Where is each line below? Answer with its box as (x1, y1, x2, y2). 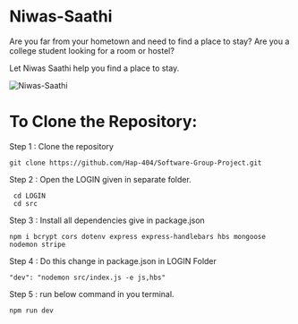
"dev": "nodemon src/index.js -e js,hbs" (9, 273, 166, 282)
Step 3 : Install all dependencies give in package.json (9, 215, 206, 226)
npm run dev (9, 306, 54, 315)
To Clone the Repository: (9, 112, 198, 132)
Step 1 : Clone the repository (9, 141, 115, 151)
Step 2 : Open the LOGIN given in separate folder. (9, 174, 192, 184)
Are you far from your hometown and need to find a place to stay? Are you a (9, 36, 290, 47)
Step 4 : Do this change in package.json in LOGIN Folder (9, 255, 217, 266)
